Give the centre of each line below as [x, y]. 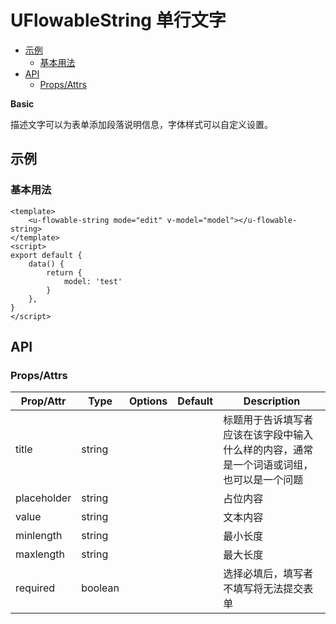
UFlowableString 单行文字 [118, 20]
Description [272, 401]
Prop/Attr [43, 401]
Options [148, 401]
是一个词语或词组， [268, 465]
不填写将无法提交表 [268, 589]
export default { [46, 255]
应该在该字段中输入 [268, 435]
